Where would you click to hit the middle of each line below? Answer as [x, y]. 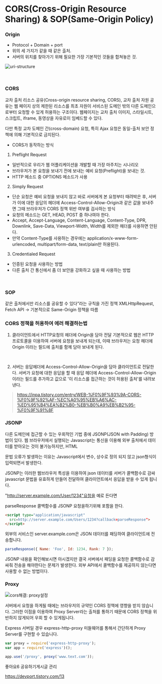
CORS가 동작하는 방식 [33, 145]
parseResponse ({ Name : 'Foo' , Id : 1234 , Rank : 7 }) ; [59, 549]
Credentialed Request [34, 254]
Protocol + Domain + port [37, 45]
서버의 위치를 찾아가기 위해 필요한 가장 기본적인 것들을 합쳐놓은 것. [74, 57]
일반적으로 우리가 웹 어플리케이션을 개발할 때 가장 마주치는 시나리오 [75, 164]
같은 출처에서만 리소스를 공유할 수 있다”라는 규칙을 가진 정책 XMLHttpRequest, [80, 304]
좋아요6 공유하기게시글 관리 [31, 666]
